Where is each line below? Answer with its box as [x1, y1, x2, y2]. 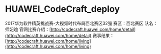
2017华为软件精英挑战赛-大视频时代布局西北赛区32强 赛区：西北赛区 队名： [5, 20, 158, 26]
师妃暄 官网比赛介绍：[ [5, 26, 52, 32]
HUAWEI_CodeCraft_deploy [5, 3, 120, 15]
